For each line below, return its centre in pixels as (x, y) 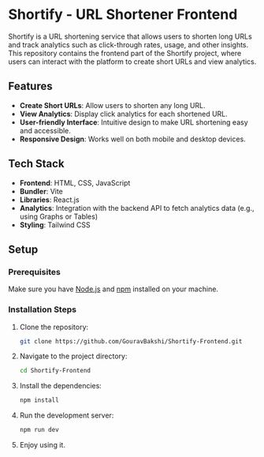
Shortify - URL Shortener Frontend (123, 15)
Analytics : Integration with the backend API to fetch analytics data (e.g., (137, 208)
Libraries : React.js (50, 200)
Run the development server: (67, 415)
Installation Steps (43, 309)
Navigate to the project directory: (73, 356)
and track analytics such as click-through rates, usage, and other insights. (128, 44)
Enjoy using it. (42, 445)
